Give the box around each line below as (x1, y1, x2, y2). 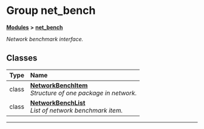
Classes (6, 53, 38, 64)
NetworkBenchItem (30, 81, 88, 90)
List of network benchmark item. (30, 106, 123, 114)
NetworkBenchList (30, 98, 86, 107)
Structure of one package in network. (30, 88, 137, 97)
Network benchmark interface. (6, 35, 84, 42)
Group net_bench (6, 4, 96, 18)
